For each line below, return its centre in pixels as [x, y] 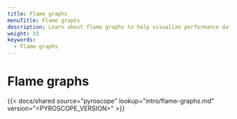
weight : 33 [23, 33]
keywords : [22, 40]
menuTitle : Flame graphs [44, 20]
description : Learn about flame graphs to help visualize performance [113, 27]
